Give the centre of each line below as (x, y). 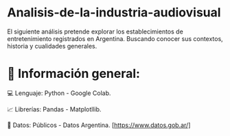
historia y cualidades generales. (52, 46)
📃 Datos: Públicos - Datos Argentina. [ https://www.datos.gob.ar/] (99, 125)
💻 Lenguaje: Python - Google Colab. (59, 93)
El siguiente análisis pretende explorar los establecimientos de (95, 31)
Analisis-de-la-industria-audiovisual (114, 13)
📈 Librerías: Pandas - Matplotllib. (54, 109)
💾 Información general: (74, 74)
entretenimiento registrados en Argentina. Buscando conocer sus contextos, (115, 38)
